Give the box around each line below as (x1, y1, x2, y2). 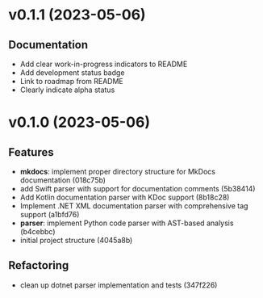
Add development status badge (19, 68, 125, 78)
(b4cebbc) (19, 227, 56, 236)
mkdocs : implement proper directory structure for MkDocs (19, 167, 216, 176)
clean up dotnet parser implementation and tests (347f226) (19, 280, 218, 290)
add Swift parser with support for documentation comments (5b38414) (19, 184, 256, 193)
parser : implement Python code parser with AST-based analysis (19, 218, 234, 228)
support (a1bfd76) (19, 210, 80, 219)
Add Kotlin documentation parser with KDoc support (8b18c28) (19, 192, 230, 202)
